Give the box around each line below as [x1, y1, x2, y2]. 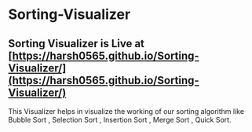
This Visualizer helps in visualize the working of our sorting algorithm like [8, 107, 245, 115]
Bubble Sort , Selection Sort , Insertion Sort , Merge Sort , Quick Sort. [8, 115, 232, 124]
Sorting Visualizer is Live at [8, 37, 145, 50]
